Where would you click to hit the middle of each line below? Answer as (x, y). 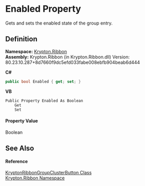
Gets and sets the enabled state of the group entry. (59, 23)
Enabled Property (43, 9)
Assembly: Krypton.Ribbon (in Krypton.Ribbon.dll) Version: (68, 57)
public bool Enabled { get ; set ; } (43, 82)
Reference (17, 161)
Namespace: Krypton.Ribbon (36, 51)
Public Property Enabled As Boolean (44, 101)
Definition (21, 39)
